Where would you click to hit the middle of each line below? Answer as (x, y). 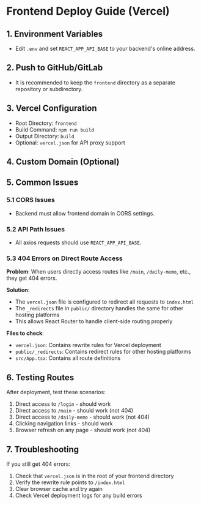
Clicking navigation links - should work (64, 424)
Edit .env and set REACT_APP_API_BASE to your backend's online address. (105, 48)
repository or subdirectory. (49, 89)
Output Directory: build (45, 136)
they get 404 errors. (32, 278)
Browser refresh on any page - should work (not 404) (83, 430)
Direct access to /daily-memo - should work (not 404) (82, 417)
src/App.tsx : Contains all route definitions (68, 358)
